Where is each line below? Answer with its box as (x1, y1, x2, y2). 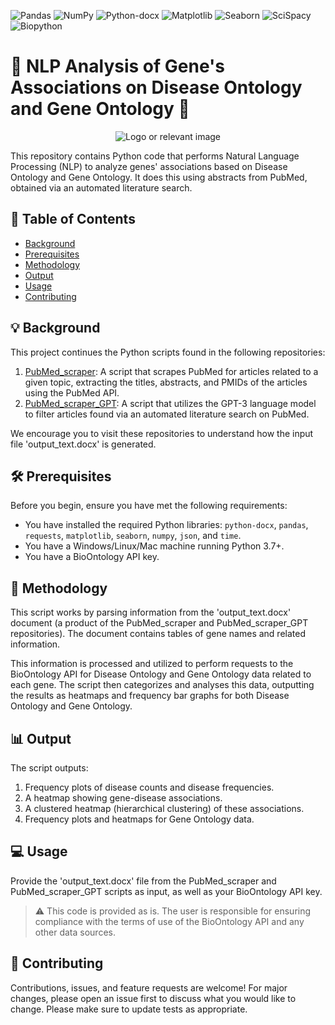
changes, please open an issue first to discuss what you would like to (10, 992, 297, 1004)
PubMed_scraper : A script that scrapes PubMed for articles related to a (24, 365, 319, 377)
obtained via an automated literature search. (10, 181, 193, 194)
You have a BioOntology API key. (24, 551, 160, 563)
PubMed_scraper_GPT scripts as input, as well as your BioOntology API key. (10, 885, 323, 897)
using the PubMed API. (24, 386, 120, 399)
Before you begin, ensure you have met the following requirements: (10, 500, 288, 512)
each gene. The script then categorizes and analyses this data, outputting (10, 679, 315, 691)
